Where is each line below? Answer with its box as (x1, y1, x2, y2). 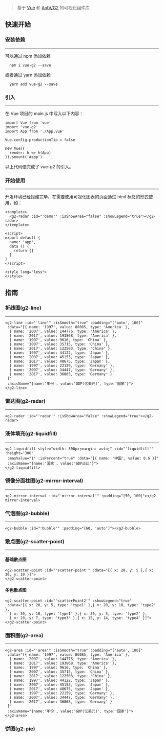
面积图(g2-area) (5, 632, 43, 639)
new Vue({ (5, 146, 25, 151)
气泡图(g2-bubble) (5, 510, 50, 517)
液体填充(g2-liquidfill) (5, 430, 58, 437)
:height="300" (5, 450, 34, 456)
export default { (5, 235, 41, 240)
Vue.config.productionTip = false (5, 137, 76, 142)
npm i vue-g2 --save (9, 63, 51, 68)
